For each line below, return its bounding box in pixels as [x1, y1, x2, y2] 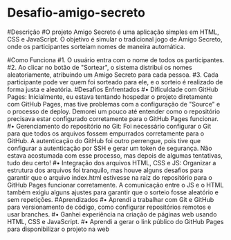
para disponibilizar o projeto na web [7, 225, 109, 233]
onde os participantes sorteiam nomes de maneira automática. [7, 42, 185, 50]
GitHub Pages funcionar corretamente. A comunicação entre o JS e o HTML [7, 181, 224, 189]
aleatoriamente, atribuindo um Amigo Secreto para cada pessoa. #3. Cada [7, 71, 219, 79]
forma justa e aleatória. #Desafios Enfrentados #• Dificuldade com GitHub [7, 85, 219, 93]
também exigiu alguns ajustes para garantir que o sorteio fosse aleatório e [7, 188, 219, 196]
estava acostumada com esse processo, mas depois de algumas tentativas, [7, 151, 223, 160]
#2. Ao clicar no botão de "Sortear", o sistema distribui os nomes [7, 63, 192, 71]
